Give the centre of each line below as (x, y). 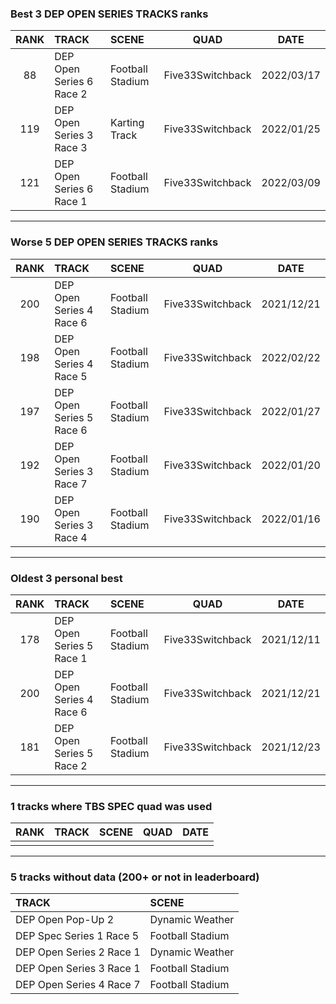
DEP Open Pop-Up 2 (65, 920)
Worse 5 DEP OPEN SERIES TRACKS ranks (114, 242)
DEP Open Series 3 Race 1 (78, 969)
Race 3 (71, 148)
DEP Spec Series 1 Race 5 (77, 936)
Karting (127, 123)
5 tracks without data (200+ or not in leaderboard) (135, 877)
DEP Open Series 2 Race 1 (78, 952)
